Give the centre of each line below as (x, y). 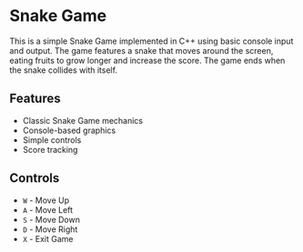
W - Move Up (46, 200)
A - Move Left (48, 209)
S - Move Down (51, 219)
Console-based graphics (69, 130)
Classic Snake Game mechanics (83, 120)
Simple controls (52, 140)
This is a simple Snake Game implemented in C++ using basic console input (151, 41)
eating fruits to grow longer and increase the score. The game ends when (147, 60)
